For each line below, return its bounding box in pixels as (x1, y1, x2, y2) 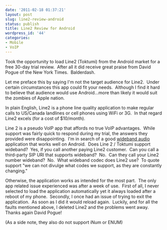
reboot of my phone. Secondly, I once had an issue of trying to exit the (5, 193, 152, 199)
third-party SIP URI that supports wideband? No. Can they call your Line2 (5, 152, 159, 158)
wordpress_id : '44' (5, 31, 46, 36)
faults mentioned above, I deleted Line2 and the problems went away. (5, 204, 149, 210)
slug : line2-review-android (5, 17, 64, 22)
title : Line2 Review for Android (5, 26, 75, 31)
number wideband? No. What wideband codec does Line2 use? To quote (5, 157, 159, 163)
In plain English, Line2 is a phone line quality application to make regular (5, 104, 154, 110)
